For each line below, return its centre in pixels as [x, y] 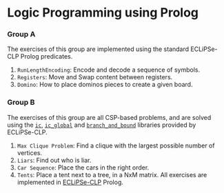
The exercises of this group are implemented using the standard [98, 49]
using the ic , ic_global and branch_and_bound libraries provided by [102, 125]
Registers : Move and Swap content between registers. [95, 77]
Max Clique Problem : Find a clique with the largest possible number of [116, 145]
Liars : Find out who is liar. [54, 160]
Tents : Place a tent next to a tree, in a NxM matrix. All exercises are [112, 174]
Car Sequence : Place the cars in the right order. [83, 167]
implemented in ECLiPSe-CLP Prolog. [70, 182]
